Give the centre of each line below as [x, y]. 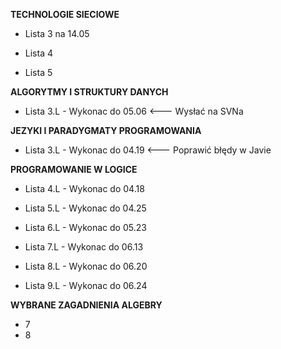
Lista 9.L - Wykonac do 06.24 [86, 285]
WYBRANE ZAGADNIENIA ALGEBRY [86, 305]
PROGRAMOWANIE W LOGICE [74, 169]
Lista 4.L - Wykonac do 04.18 [84, 188]
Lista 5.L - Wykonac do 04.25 [85, 208]
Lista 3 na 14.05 [57, 33]
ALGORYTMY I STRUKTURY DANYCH [89, 92]
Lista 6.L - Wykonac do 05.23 [85, 227]
